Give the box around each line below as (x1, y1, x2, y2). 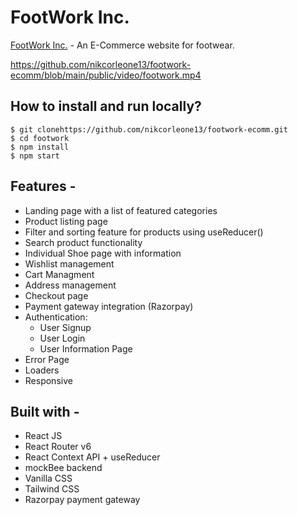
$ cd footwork (10, 133, 70, 143)
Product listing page (24, 215, 108, 227)
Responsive (24, 374, 73, 386)
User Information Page (39, 342, 133, 355)
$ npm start (10, 151, 60, 161)
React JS (24, 430, 63, 442)
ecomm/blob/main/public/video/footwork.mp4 (10, 69, 202, 81)
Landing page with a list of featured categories (24, 204, 218, 216)
